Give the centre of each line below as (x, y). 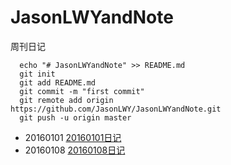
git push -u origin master (75, 117)
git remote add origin (66, 100)
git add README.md (58, 82)
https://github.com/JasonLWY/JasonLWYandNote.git (116, 109)
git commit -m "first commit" (82, 91)
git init (37, 74)
